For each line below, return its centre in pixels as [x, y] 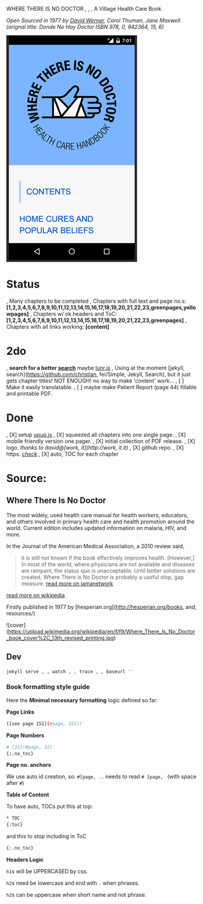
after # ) [15, 783]
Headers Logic [25, 860]
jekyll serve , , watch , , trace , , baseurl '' [70, 671]
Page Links [20, 712]
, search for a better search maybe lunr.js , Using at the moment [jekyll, [95, 367]
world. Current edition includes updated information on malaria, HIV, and [96, 528]
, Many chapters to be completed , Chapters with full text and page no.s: [96, 301]
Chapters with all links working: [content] [58, 326]
